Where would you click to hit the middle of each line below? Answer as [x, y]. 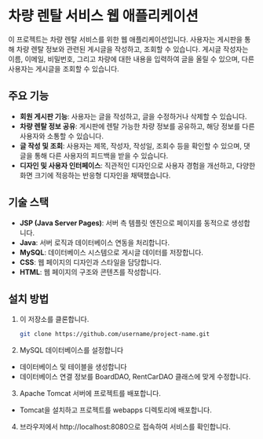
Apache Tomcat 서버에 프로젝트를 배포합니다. [90, 393]
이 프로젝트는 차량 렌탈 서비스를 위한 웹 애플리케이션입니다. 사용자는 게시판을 [126, 39]
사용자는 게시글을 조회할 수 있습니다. [64, 68]
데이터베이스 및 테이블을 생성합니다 [73, 367]
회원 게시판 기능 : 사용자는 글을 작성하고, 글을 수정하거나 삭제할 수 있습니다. [133, 116]
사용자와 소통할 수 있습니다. [62, 136]
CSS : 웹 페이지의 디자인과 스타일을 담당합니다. [91, 262]
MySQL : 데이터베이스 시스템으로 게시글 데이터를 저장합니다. [111, 252]
